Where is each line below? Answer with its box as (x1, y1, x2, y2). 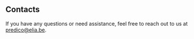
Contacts (5, 5, 40, 15)
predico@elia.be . (5, 26, 47, 33)
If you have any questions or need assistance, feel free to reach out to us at (5, 20, 188, 27)
